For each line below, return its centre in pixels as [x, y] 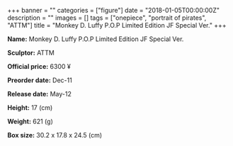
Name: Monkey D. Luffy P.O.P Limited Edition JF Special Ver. [96, 39]
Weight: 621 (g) [30, 121]
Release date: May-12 [40, 94]
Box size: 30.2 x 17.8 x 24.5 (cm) [55, 135]
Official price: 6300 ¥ [39, 66]
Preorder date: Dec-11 [40, 80]
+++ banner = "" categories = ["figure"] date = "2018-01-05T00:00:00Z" [114, 10]
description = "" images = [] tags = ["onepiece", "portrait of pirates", [107, 18]
